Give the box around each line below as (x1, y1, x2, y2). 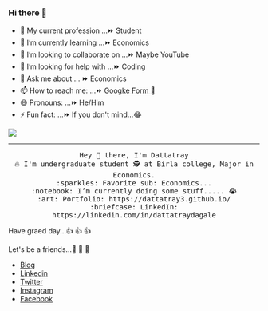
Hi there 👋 (8, 7, 48, 18)
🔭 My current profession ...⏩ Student (19, 26, 142, 35)
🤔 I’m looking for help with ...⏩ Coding (19, 62, 146, 71)
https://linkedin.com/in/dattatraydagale (51, 211, 217, 220)
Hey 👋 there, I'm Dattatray (79, 151, 189, 160)
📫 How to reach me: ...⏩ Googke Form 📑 (19, 86, 156, 95)
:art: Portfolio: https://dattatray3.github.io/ (37, 195, 231, 204)
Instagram (19, 285, 53, 295)
